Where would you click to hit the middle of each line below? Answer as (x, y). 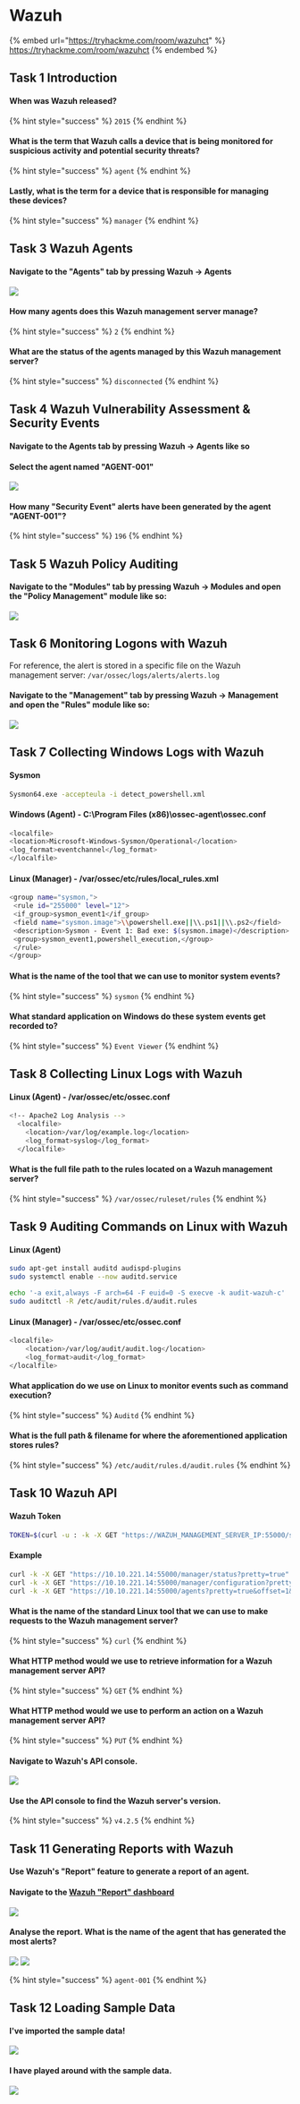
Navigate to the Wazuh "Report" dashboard (92, 1892)
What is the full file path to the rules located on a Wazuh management (141, 1169)
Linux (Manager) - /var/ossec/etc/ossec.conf (95, 1321)
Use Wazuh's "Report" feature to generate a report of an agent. (129, 1871)
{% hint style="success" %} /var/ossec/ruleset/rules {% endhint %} (138, 1198)
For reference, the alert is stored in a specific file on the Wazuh (125, 665)
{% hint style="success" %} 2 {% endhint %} (92, 331)
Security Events (54, 423)
